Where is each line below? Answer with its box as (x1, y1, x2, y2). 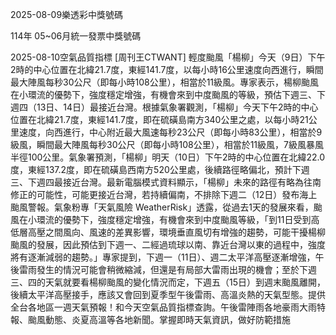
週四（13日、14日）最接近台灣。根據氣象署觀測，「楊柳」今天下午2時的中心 (10, 101, 319, 113)
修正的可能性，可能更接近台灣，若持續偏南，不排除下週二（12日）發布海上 (10, 189, 318, 200)
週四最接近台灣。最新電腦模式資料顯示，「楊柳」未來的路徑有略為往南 (36, 176, 322, 188)
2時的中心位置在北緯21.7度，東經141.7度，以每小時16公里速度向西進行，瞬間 (10, 64, 324, 75)
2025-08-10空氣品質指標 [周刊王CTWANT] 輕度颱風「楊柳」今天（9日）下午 (10, 51, 326, 63)
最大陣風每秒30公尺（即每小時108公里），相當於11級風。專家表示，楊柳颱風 (10, 76, 320, 88)
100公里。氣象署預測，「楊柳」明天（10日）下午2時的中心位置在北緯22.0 (27, 151, 326, 163)
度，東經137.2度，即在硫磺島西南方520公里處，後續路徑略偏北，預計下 (10, 164, 302, 175)
